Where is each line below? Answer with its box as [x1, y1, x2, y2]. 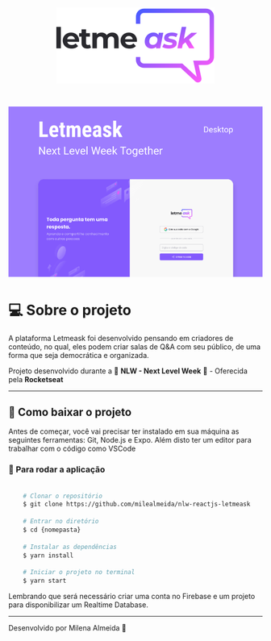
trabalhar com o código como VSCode [8, 443, 136, 454]
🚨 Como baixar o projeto [8, 405, 131, 418]
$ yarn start [23, 576, 67, 585]
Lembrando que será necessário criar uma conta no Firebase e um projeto [8, 592, 256, 601]
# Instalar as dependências [23, 543, 117, 551]
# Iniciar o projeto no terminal [23, 568, 135, 576]
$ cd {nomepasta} [23, 526, 81, 535]
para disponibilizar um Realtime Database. [8, 600, 149, 610]
